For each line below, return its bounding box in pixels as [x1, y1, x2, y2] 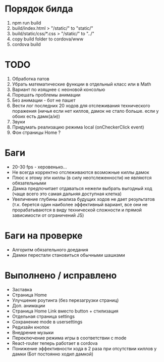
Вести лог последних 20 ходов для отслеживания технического [12, 102, 150, 109]
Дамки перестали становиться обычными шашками [12, 252, 125, 258]
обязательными [12, 180, 46, 186]
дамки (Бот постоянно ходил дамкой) [12, 351, 94, 357]
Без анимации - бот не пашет [12, 97, 76, 103]
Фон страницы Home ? [12, 129, 61, 135]
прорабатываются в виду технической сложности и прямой [12, 207, 142, 213]
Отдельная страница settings [12, 313, 75, 319]
